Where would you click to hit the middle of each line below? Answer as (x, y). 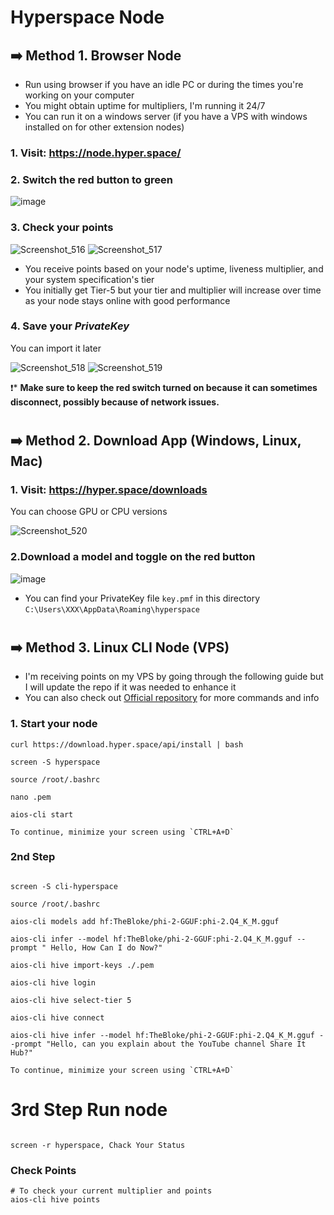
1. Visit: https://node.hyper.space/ (96, 153)
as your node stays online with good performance (127, 300)
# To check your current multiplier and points (111, 1191)
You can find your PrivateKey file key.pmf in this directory (142, 598)
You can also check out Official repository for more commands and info (172, 698)
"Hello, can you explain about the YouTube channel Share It (176, 1044)
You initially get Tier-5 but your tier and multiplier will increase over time (173, 290)
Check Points (43, 1170)
